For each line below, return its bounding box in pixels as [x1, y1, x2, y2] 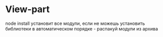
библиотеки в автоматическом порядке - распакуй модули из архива [5, 25, 158, 31]
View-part [5, 4, 50, 15]
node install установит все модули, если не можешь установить [5, 20, 145, 26]
